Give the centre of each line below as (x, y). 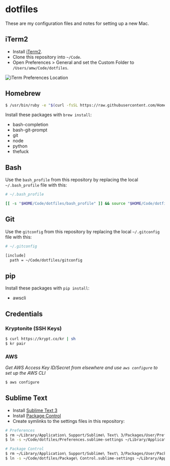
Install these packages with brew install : (49, 115)
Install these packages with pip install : (47, 288)
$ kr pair (16, 343)
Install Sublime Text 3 (35, 410)
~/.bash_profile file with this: (36, 185)
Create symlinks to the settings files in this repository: (69, 421)
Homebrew (23, 94)
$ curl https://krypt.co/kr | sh (40, 339)
